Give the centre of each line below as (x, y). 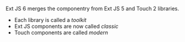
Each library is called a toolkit (50, 20)
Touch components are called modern (61, 33)
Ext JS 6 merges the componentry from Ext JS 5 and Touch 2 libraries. (92, 9)
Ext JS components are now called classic (66, 26)
